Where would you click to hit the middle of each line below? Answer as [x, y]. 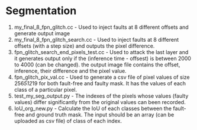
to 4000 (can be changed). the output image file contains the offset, [97, 64]
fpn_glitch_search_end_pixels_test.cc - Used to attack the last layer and [101, 52]
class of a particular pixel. [46, 89]
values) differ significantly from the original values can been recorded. [100, 102]
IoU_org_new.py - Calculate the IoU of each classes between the [93, 108]
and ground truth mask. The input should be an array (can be [100, 114]
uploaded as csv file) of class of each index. [68, 121]
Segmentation [41, 11]
